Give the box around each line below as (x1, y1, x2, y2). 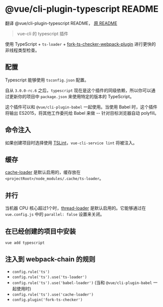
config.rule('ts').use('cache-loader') (12, 292, 94, 297)
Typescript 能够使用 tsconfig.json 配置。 (5, 77, 89, 83)
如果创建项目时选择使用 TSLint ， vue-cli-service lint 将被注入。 (5, 140, 138, 146)
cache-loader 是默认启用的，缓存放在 (5, 169, 81, 175)
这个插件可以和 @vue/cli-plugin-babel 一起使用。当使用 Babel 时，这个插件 (5, 104, 158, 110)
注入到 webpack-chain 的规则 (5, 255, 95, 263)
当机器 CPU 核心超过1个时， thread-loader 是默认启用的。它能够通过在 (5, 205, 146, 211)
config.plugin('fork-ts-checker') (12, 297, 83, 302)
